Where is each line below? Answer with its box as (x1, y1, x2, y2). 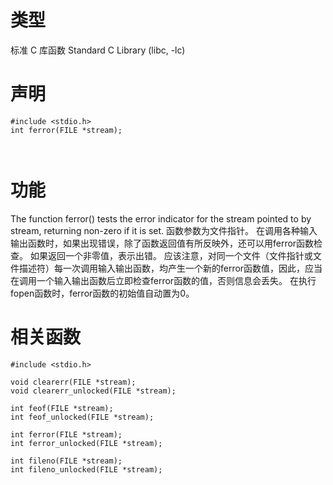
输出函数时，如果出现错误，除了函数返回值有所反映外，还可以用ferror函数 (10, 237, 315, 249)
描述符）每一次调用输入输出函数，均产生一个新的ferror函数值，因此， (18, 262, 306, 274)
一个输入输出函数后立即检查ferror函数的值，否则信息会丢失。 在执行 (36, 274, 317, 286)
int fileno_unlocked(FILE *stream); (10, 464, 163, 475)
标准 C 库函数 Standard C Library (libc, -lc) (10, 44, 186, 56)
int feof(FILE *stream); (10, 403, 114, 413)
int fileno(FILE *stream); (10, 456, 123, 466)
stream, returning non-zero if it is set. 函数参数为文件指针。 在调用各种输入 (10, 224, 318, 236)
